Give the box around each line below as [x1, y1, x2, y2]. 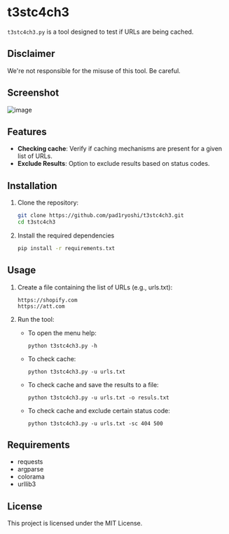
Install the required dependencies [17, 231, 115, 240]
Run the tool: [17, 315, 55, 323]
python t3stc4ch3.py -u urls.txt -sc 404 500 [27, 419, 163, 427]
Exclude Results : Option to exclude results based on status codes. [17, 159, 210, 168]
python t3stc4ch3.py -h [27, 342, 98, 349]
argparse [17, 465, 44, 474]
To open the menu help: [27, 328, 97, 337]
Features [7, 126, 47, 138]
